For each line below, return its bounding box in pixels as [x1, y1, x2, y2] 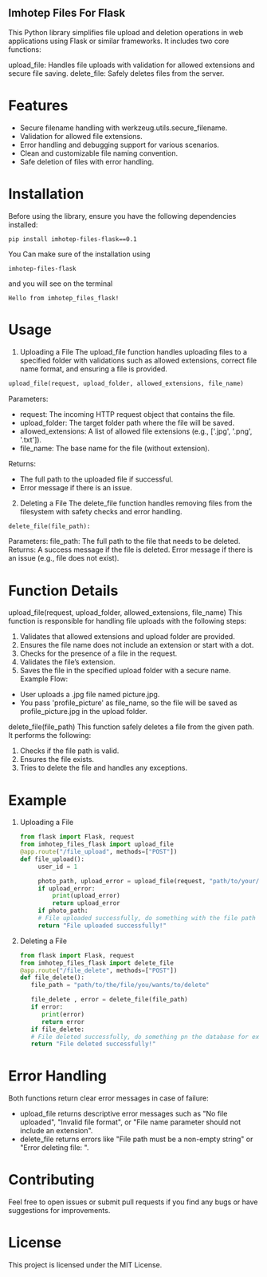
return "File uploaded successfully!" [37, 922, 167, 930]
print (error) [41, 1010, 85, 1018]
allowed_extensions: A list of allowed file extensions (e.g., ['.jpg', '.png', [19, 426, 253, 436]
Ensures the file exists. [19, 755, 94, 764]
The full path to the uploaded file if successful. [19, 474, 174, 484]
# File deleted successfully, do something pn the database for [30, 1033, 249, 1041]
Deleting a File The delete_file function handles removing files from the [19, 498, 253, 508]
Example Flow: [19, 674, 69, 684]
